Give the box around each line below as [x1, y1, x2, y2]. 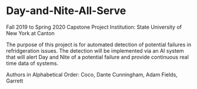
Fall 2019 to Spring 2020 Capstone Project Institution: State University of [6, 23, 182, 30]
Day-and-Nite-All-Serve [6, 4, 126, 18]
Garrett [6, 77, 24, 84]
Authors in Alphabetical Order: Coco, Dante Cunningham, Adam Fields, [6, 71, 178, 78]
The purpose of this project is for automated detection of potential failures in [6, 41, 192, 48]
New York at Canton [6, 29, 55, 36]
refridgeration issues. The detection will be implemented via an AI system [6, 47, 184, 54]
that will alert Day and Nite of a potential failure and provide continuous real [6, 53, 189, 60]
